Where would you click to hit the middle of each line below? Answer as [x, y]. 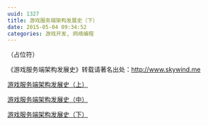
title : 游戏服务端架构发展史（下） [53, 20]
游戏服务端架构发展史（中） [48, 100]
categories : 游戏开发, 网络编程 [51, 34]
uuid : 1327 [23, 14]
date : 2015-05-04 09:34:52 [47, 27]
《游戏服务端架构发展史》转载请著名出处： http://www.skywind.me [104, 70]
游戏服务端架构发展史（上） [48, 85]
